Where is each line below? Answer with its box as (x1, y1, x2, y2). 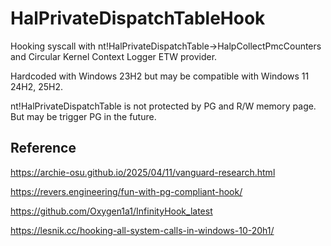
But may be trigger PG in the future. (10, 110, 157, 122)
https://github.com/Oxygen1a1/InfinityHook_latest (10, 205, 213, 217)
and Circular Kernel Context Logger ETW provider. (10, 50, 218, 62)
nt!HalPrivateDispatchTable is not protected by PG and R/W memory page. (10, 100, 317, 112)
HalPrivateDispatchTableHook (10, 7, 266, 30)
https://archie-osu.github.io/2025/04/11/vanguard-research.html (10, 166, 276, 178)
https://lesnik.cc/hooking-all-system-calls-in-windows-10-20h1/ (10, 224, 275, 236)
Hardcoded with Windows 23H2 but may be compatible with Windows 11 (10, 70, 310, 82)
